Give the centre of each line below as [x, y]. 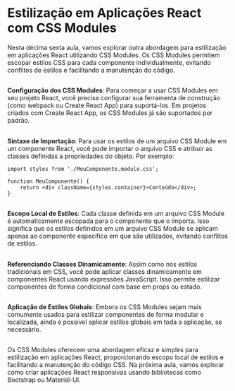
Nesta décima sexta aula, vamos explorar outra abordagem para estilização [117, 47]
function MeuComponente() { [49, 181]
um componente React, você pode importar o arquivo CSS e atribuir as [110, 148]
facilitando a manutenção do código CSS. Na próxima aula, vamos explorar [116, 365]
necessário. [24, 329]
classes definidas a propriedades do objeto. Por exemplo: [91, 156]
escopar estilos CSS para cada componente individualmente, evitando [109, 62]
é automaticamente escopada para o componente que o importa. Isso [108, 221]
